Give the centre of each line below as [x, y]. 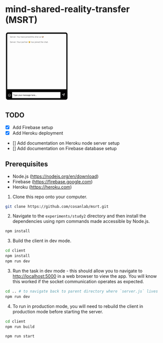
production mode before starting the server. [58, 311]
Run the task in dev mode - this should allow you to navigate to [77, 271]
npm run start [20, 336]
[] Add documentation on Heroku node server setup [66, 143]
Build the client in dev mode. [42, 241]
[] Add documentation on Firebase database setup [64, 148]
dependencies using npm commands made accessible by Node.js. [81, 221]
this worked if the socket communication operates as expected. [78, 281]
